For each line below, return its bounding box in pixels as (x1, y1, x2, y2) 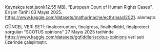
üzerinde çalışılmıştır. (5, 39, 48, 45)
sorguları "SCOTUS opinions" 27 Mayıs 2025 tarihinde (5, 29, 114, 34)
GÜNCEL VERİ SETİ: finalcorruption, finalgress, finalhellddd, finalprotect (5, 24, 150, 30)
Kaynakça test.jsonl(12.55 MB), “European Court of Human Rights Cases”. (5, 4, 153, 10)
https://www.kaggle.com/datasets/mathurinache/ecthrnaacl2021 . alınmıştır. (5, 15, 157, 20)
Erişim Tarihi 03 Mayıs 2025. (5, 9, 62, 15)
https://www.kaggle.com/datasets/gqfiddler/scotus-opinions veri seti (5, 34, 144, 40)
